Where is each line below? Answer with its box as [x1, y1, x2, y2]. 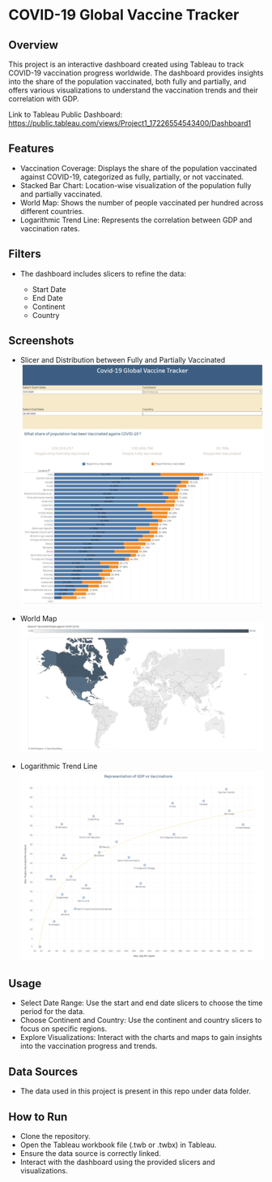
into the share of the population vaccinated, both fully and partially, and [8, 77, 247, 86]
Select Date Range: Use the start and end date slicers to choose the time [19, 998, 263, 1008]
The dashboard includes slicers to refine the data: [19, 269, 186, 278]
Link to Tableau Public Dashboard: [8, 110, 123, 119]
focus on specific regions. [19, 1024, 108, 1034]
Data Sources [8, 1064, 79, 1078]
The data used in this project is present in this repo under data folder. [19, 1086, 251, 1096]
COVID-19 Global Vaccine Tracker [8, 6, 240, 24]
